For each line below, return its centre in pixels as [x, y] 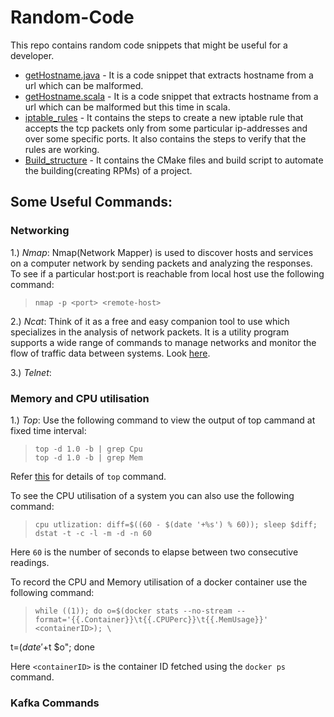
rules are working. [62, 149]
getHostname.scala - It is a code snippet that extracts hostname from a [171, 96]
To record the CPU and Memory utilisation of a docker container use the [159, 582]
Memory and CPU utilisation [80, 398]
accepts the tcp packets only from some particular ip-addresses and [166, 128]
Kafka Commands [55, 703]
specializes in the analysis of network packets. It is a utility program [150, 332]
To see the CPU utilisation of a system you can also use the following [152, 495]
